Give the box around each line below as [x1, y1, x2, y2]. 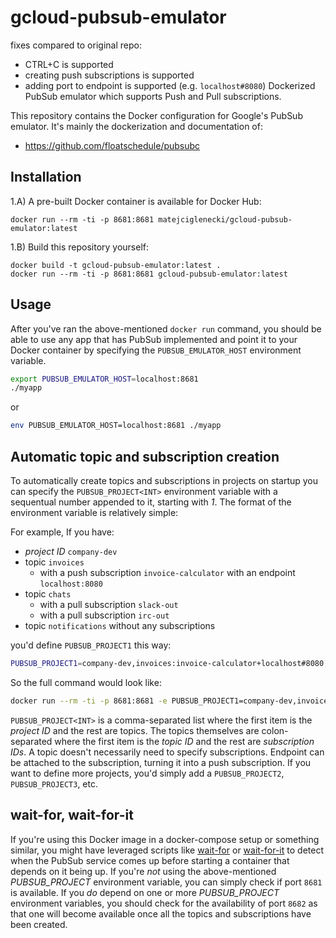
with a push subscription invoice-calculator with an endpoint [39, 567, 296, 578]
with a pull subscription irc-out [39, 609, 170, 621]
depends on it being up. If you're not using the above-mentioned [10, 865, 277, 877]
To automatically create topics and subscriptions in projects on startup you [10, 475, 319, 486]
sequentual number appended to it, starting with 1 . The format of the [10, 496, 292, 508]
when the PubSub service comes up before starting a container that [10, 854, 290, 866]
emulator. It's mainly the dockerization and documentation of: [10, 120, 263, 132]
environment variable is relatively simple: [10, 507, 179, 518]
